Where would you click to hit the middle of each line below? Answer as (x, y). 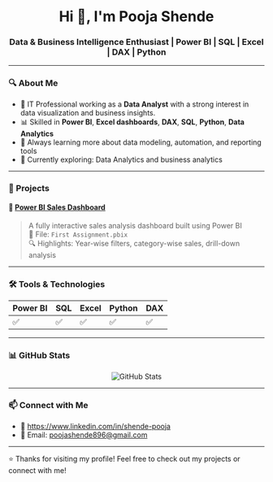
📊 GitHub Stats (39, 355)
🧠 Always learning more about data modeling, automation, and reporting (141, 142)
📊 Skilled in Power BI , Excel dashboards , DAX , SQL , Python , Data (132, 122)
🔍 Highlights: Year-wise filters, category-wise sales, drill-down (134, 243)
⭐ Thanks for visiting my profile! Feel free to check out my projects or (125, 458)
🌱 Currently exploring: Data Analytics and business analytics (121, 159)
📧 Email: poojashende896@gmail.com (84, 435)
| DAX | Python (136, 52)
